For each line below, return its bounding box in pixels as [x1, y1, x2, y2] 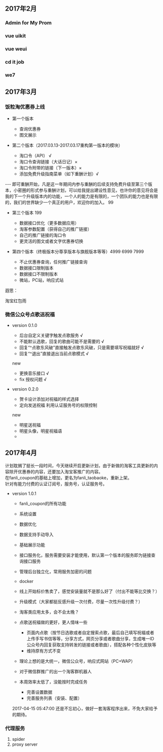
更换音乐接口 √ [19, 370, 49, 376]
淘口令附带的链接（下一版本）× [19, 165, 82, 171]
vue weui [5, 46, 27, 52]
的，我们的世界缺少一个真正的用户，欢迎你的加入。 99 [5, 199, 114, 205]
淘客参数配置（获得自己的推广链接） [19, 226, 92, 232]
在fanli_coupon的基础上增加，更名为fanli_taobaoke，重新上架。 [5, 475, 132, 480]
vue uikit [5, 33, 26, 39]
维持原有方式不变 [26, 648, 61, 653]
